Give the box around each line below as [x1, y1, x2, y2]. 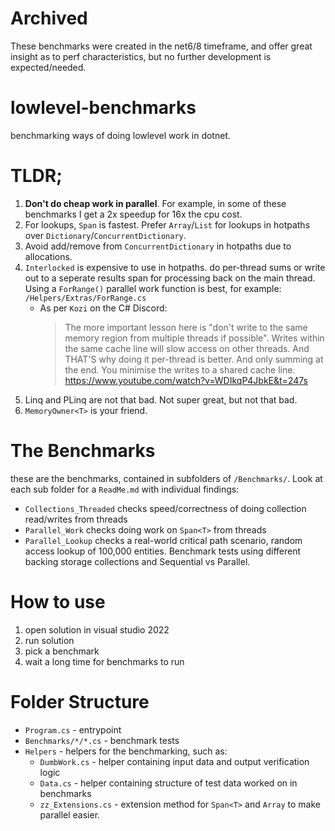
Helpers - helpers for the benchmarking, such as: [24, 745, 228, 757]
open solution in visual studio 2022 [24, 623, 170, 636]
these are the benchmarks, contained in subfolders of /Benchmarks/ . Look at [10, 472, 323, 484]
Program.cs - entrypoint [24, 723, 122, 736]
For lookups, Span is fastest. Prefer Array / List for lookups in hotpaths [24, 218, 311, 231]
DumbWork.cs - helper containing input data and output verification [39, 755, 310, 767]
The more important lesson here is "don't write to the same [64, 321, 308, 333]
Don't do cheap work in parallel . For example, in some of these [24, 197, 287, 209]
